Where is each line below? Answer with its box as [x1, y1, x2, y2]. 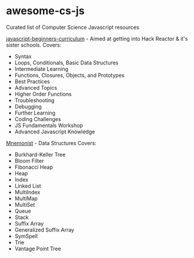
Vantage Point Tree [14, 245, 62, 252]
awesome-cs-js [6, 4, 85, 18]
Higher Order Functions [14, 90, 72, 97]
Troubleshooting [14, 96, 55, 104]
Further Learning [14, 109, 56, 116]
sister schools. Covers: [6, 41, 62, 48]
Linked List [14, 182, 41, 190]
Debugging [14, 103, 42, 110]
